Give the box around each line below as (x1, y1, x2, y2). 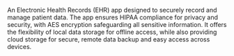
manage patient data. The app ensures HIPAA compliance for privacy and (7, 13, 218, 21)
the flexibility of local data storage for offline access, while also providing (7, 28, 217, 36)
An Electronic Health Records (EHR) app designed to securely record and (7, 6, 217, 14)
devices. (7, 43, 32, 50)
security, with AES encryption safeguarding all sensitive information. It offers (7, 21, 227, 28)
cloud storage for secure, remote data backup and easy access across (7, 35, 210, 44)
